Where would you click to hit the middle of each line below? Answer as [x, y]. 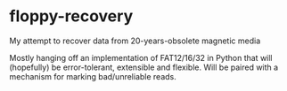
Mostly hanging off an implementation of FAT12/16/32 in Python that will [141, 57]
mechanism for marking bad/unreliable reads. [93, 76]
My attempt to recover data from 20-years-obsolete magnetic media [135, 41]
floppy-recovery [71, 16]
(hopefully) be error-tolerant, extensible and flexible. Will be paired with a [144, 67]
